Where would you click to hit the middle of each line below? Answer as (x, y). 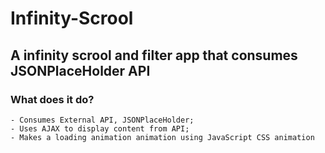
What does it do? (52, 99)
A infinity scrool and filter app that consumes (154, 55)
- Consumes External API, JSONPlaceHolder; (102, 120)
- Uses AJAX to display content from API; (100, 128)
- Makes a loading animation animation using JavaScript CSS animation (162, 137)
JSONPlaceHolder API (80, 70)
